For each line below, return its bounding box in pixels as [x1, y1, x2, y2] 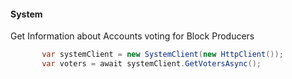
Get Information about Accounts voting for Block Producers [10, 30, 255, 42]
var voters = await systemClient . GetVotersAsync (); [41, 59, 262, 69]
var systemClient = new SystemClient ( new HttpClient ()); [41, 50, 284, 60]
